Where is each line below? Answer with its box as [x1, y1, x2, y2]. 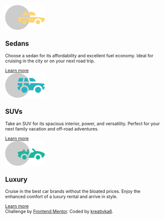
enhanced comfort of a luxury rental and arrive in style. [5, 194, 118, 200]
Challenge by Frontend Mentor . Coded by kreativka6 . [5, 209, 113, 215]
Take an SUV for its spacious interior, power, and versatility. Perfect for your [5, 121, 160, 127]
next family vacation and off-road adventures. [5, 126, 99, 131]
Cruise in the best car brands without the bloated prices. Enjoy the [5, 188, 141, 194]
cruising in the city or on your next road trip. [5, 58, 95, 64]
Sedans [5, 40, 29, 48]
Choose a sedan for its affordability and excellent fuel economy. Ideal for [5, 52, 154, 58]
